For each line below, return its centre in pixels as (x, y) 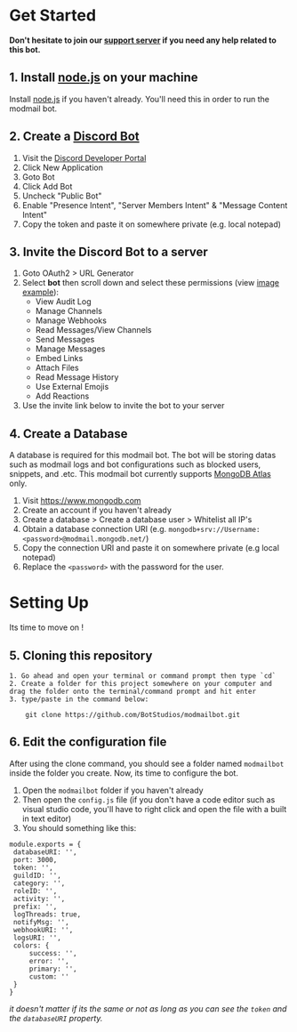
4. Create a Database (68, 434)
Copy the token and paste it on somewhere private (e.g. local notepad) (152, 224)
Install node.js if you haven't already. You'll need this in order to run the (139, 99)
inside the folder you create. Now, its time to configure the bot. (124, 773)
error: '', (49, 961)
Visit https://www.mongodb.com (81, 501)
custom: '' (49, 976)
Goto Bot (38, 177)
